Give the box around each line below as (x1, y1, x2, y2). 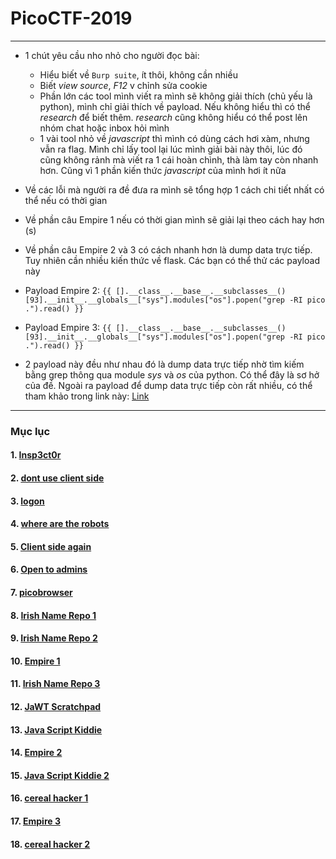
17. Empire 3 (10, 815, 61, 827)
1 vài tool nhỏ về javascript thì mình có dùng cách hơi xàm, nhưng (39, 132, 310, 144)
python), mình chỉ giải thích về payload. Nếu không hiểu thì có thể (39, 100, 311, 112)
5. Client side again (10, 540, 92, 552)
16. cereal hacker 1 (10, 792, 89, 804)
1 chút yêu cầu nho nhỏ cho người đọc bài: (24, 49, 200, 61)
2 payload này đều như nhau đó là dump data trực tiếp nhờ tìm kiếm (24, 358, 305, 370)
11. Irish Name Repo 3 (10, 678, 101, 690)
